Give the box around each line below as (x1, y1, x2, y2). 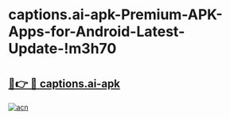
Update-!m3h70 (8, 40, 117, 58)
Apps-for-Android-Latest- (8, 22, 185, 41)
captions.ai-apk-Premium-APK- (8, 6, 223, 24)
